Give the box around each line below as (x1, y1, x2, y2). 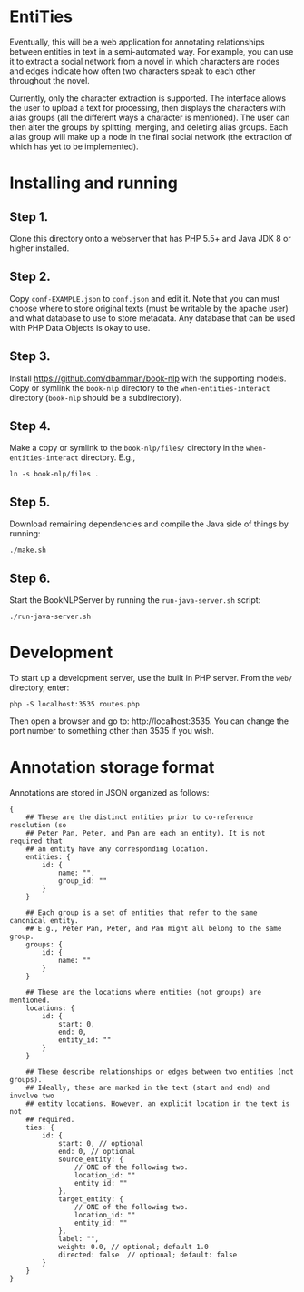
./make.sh (9, 546, 47, 556)
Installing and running (9, 173, 179, 194)
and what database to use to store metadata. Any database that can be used (9, 312, 296, 324)
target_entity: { (57, 1194, 124, 1204)
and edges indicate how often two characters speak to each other (9, 65, 256, 76)
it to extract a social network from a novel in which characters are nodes (9, 55, 280, 66)
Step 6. (9, 570, 51, 586)
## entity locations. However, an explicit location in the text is (25, 1098, 290, 1108)
